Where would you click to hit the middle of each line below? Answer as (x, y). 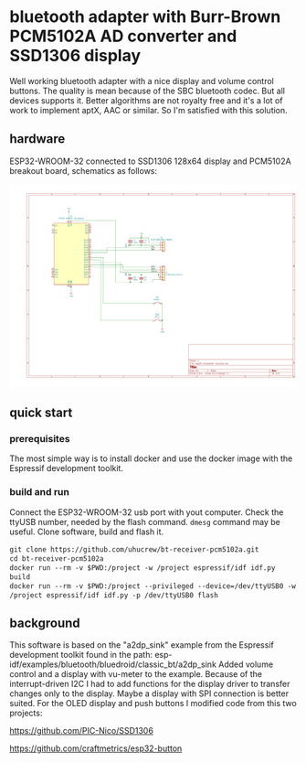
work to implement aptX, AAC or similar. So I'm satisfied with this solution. (148, 110)
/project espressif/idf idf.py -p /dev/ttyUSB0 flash (114, 595)
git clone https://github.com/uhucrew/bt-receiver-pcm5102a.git (134, 549)
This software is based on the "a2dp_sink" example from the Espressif (142, 645)
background (45, 623)
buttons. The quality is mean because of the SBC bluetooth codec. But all (148, 91)
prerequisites (40, 438)
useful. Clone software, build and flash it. (87, 532)
